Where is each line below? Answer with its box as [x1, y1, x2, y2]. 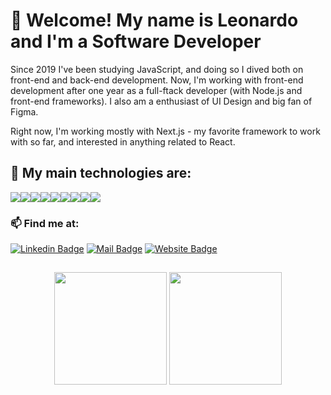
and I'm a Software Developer [10, 30, 262, 53]
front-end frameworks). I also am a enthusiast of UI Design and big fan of [10, 95, 313, 107]
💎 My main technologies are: [10, 165, 192, 182]
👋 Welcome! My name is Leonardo [10, 9, 299, 32]
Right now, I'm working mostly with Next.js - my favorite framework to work [10, 125, 321, 137]
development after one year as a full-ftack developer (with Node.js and [10, 84, 303, 96]
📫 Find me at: [10, 216, 80, 230]
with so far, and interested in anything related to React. [10, 135, 236, 148]
